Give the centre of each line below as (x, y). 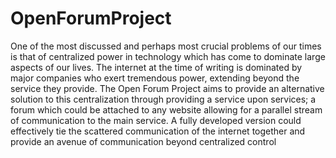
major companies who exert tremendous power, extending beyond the (155, 78)
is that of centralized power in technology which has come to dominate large (168, 56)
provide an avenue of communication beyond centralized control (143, 141)
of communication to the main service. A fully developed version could (156, 120)
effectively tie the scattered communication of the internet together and (158, 131)
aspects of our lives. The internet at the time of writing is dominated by (156, 67)
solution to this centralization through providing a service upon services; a (163, 99)
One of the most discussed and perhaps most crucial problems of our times (166, 46)
